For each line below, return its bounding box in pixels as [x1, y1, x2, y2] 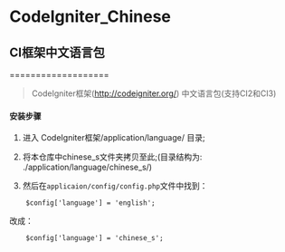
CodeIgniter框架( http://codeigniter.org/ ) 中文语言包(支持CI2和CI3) [31, 88, 277, 99]
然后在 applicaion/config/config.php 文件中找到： [22, 180, 208, 191]
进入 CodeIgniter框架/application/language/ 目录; [22, 132, 205, 143]
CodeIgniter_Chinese [9, 6, 172, 27]
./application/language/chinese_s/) [22, 161, 152, 173]
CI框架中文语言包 [9, 44, 106, 60]
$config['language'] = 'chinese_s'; [25, 234, 165, 243]
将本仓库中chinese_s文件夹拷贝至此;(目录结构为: [22, 151, 203, 162]
